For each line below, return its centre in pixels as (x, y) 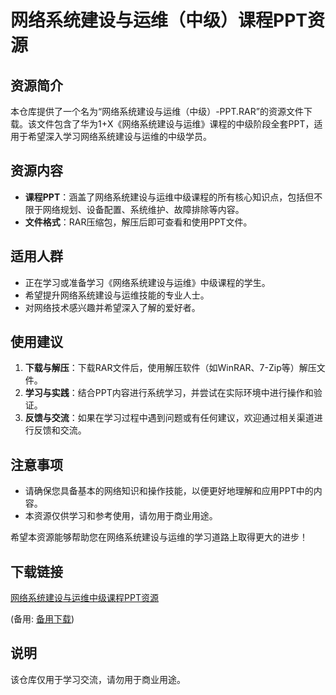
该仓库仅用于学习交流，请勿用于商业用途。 (98, 679)
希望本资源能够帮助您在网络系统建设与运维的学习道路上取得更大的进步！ (159, 537)
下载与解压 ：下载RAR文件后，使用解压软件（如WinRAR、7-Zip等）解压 (170, 368)
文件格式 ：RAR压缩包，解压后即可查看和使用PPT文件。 (138, 222)
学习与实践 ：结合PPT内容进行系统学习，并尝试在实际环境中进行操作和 (169, 393)
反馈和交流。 (60, 430)
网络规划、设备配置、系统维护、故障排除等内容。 (143, 209)
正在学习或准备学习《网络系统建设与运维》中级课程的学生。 (147, 282)
